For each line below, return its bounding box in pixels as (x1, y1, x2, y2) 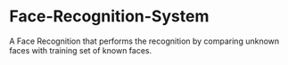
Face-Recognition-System (9, 6, 210, 27)
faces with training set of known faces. (9, 45, 152, 55)
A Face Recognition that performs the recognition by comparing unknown (9, 36, 280, 46)
